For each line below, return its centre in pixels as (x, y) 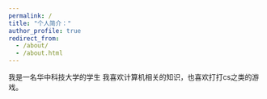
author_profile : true (45, 31)
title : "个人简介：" (40, 23)
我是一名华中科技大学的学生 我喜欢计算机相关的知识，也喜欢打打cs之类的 (130, 77)
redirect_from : (34, 38)
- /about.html (39, 53)
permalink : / (30, 16)
